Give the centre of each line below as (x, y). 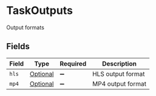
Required (73, 63)
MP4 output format (119, 84)
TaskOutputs (39, 11)
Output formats (25, 27)
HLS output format (118, 74)
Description (119, 63)
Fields (18, 46)
